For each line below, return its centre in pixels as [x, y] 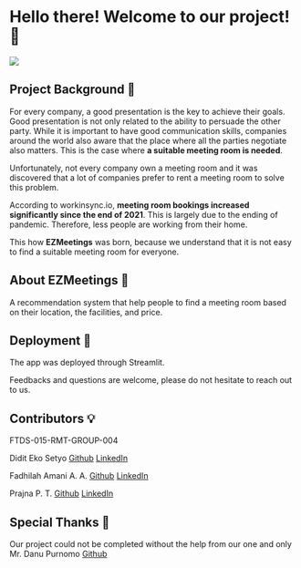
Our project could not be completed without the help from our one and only [150, 544]
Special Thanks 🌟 [60, 522]
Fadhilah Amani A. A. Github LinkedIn [79, 476]
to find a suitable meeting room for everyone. [94, 252]
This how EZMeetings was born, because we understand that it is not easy [150, 242]
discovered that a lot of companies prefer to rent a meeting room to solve [147, 177]
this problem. [34, 187]
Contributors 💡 [52, 418]
